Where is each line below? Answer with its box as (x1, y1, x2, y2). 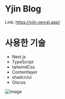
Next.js (11, 54, 26, 60)
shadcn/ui (11, 74, 32, 80)
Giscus (11, 79, 26, 85)
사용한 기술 (5, 37, 46, 49)
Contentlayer (11, 69, 38, 75)
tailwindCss (11, 64, 35, 70)
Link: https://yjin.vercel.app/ (5, 19, 61, 25)
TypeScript (11, 59, 34, 64)
